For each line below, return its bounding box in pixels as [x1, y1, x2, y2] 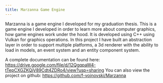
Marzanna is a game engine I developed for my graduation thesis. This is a [5, 21, 157, 27]
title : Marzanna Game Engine [5, 7, 65, 12]
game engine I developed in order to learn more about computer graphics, [5, 26, 156, 32]
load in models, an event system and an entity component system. [5, 47, 140, 53]
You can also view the [105, 67, 150, 73]
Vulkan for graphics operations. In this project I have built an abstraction [5, 37, 152, 42]
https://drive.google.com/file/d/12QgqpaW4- [5, 62, 96, 68]
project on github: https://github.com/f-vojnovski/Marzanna [5, 72, 126, 78]
